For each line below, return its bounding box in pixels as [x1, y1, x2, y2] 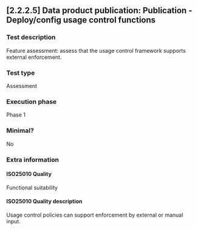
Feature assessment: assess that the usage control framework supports [6, 47, 186, 54]
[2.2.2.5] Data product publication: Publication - [6, 5, 193, 16]
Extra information [6, 155, 60, 164]
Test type [6, 69, 35, 77]
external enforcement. [6, 53, 62, 61]
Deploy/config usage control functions [6, 15, 156, 25]
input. [6, 217, 21, 225]
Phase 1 [6, 111, 26, 118]
